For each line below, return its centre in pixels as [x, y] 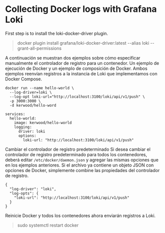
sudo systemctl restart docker [48, 225]
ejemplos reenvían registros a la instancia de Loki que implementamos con [81, 73]
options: [27, 136]
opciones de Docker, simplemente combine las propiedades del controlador [82, 170]
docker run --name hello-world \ [40, 88]
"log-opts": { [24, 193]
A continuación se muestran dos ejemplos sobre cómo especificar [73, 58]
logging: [23, 127]
